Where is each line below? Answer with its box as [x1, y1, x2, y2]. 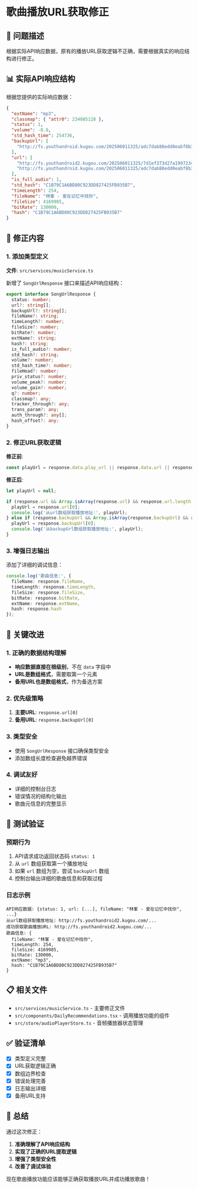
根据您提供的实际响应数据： [6, 93, 74, 101]
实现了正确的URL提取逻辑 [14, 1148, 77, 1155]
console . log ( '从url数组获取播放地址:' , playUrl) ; [11, 509, 128, 515]
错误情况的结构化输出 [14, 792, 67, 799]
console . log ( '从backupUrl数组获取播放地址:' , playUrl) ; [11, 526, 143, 532]
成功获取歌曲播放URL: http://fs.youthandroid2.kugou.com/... [6, 924, 152, 929]
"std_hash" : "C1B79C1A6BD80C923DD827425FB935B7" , [11, 182, 136, 188]
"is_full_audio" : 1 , [11, 177, 62, 183]
